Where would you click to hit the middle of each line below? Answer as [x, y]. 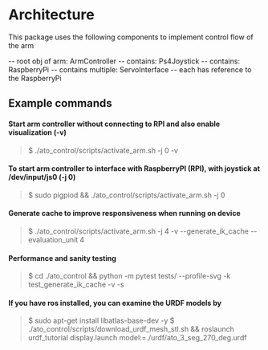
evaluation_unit [53, 239]
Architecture [51, 15]
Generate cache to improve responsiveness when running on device [124, 214]
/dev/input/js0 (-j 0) [42, 177]
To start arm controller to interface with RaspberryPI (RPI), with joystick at [134, 169]
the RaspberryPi [35, 78]
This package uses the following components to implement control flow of [131, 37]
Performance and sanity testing [62, 258]
